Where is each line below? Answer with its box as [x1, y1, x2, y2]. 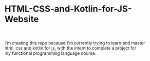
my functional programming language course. [4, 50, 96, 56]
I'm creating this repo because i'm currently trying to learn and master [4, 40, 146, 46]
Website [4, 14, 39, 25]
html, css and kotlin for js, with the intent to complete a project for [4, 45, 137, 51]
